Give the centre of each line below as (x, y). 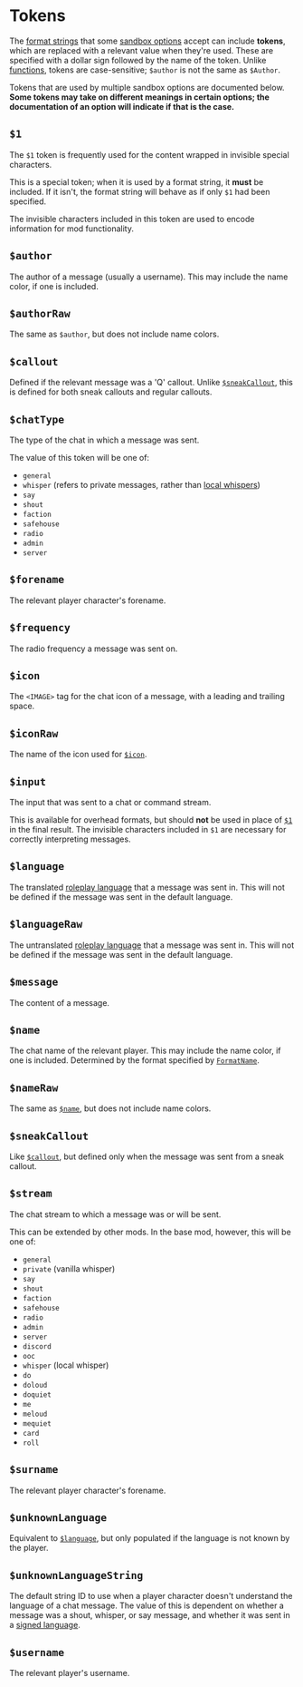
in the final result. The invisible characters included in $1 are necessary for (148, 830)
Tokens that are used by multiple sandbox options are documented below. (147, 87)
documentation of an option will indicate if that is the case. (122, 106)
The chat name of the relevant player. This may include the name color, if (146, 1051)
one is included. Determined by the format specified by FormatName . (134, 1060)
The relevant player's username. (70, 1673)
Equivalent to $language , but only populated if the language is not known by (150, 1538)
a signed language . (45, 1625)
